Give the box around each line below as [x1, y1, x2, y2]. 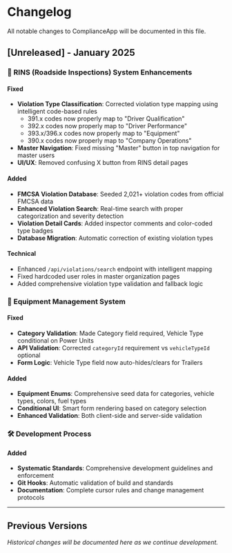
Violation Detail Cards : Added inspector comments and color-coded [17, 219, 213, 228]
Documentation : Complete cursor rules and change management [17, 486, 204, 494]
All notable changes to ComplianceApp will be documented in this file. [7, 27, 206, 35]
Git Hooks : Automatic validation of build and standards [17, 479, 174, 487]
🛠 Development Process [7, 429, 92, 439]
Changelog [7, 4, 72, 20]
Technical [7, 250, 37, 258]
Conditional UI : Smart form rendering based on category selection [17, 404, 207, 412]
